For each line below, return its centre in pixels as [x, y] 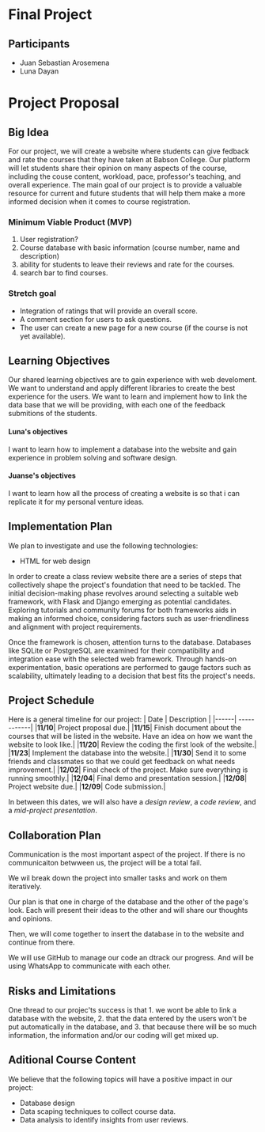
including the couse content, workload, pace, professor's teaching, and [125, 176]
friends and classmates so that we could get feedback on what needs [122, 762]
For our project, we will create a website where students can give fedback [129, 151]
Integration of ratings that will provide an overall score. [108, 311]
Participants [39, 44]
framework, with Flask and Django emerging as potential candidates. [120, 601]
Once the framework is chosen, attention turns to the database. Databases [130, 642]
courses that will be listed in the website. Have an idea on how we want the [131, 736]
